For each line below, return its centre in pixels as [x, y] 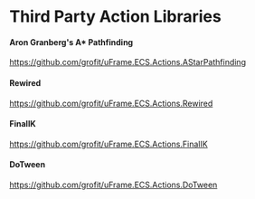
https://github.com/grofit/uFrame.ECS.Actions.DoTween [113, 185]
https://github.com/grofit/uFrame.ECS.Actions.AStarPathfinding [128, 62]
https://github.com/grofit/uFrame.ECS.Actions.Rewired [111, 103]
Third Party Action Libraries [115, 17]
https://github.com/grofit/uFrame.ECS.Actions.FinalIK [109, 144]
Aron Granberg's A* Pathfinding [71, 42]
